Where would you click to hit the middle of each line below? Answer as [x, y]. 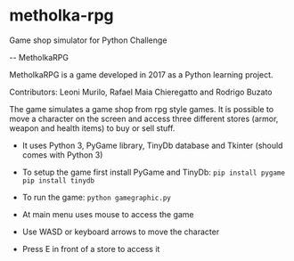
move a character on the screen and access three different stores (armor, [144, 118]
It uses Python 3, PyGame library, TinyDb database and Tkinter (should [152, 145]
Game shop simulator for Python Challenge [88, 40]
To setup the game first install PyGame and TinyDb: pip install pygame [153, 172]
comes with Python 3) [62, 155]
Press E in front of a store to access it [91, 249]
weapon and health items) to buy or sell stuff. [92, 128]
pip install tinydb [58, 180]
